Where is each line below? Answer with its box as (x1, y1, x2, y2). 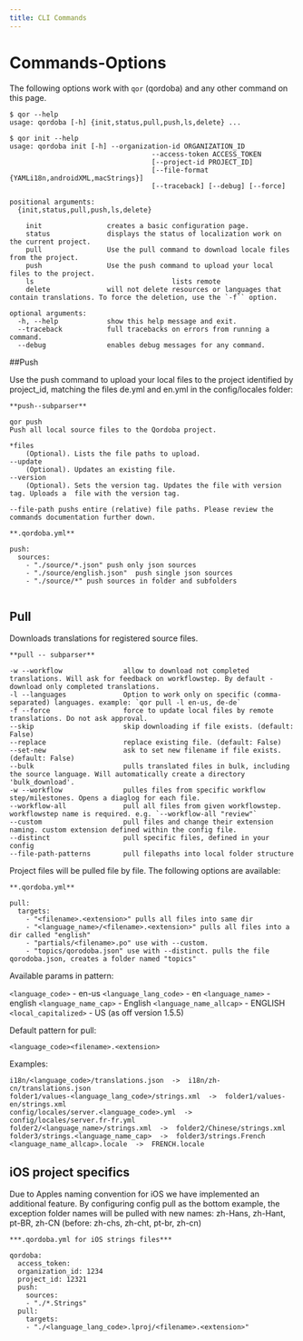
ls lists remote (25, 276, 221, 286)
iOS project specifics (9, 1165, 130, 1180)
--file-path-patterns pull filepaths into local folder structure (9, 849, 295, 859)
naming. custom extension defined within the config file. (9, 826, 238, 835)
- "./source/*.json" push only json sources (25, 560, 197, 569)
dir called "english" (9, 931, 92, 940)
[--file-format (151, 165, 209, 175)
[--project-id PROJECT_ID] (151, 157, 254, 166)
